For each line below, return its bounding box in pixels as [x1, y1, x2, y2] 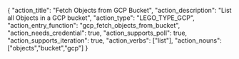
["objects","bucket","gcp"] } [7, 44, 88, 52]
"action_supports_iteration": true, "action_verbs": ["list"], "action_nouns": [7, 36, 223, 45]
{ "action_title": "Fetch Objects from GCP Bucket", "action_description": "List [7, 6, 232, 14]
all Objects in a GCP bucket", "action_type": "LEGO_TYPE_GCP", [7, 14, 195, 22]
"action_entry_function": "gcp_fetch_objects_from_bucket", [7, 21, 180, 29]
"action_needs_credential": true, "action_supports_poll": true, [7, 28, 188, 37]
